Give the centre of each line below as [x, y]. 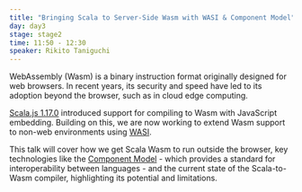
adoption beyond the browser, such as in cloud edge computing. [129, 96]
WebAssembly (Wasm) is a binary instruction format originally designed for [148, 76]
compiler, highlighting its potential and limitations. [126, 178]
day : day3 [28, 26]
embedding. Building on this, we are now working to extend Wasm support [147, 123]
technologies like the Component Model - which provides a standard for [142, 159]
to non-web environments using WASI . [80, 132]
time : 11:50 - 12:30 [48, 43]
